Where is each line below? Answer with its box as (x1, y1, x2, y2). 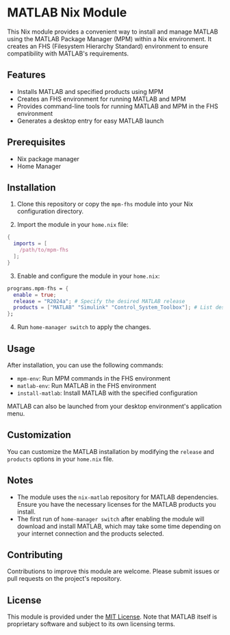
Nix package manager (16, 154, 80, 163)
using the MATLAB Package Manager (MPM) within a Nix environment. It (7, 34, 212, 43)
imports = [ (13, 240, 48, 248)
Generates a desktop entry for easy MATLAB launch (16, 117, 164, 125)
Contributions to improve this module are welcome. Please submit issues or (7, 567, 220, 575)
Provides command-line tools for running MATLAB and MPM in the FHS (16, 101, 218, 110)
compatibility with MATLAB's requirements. (7, 49, 129, 58)
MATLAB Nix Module (7, 5, 127, 21)
